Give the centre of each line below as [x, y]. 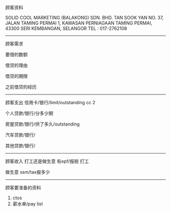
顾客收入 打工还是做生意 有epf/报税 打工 [47, 161]
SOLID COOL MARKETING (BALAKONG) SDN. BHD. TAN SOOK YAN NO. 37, [84, 18]
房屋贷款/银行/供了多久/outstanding [42, 124]
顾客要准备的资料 [23, 188]
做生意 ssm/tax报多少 [28, 172]
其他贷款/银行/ [20, 146]
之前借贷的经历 [21, 87]
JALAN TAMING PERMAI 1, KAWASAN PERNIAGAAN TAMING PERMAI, [79, 23]
